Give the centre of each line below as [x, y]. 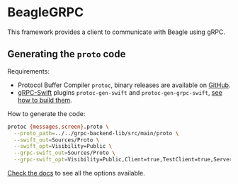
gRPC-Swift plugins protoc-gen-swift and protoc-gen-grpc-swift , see [120, 92]
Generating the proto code [67, 54]
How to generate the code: [46, 113]
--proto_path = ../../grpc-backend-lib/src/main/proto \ [96, 133]
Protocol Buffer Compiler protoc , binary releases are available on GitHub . [124, 85]
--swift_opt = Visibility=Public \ [63, 146]
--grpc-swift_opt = [41, 160]
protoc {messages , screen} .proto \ [58, 127]
